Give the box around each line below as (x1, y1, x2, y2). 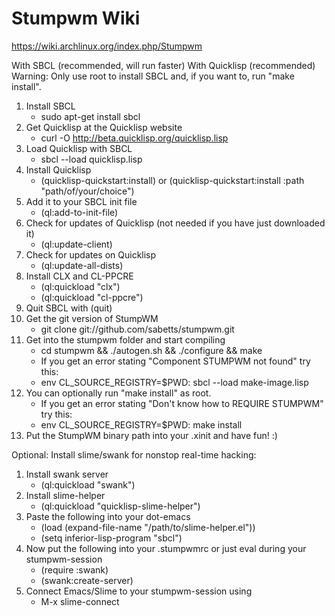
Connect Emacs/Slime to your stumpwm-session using (25, 585, 253, 597)
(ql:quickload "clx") (40, 280, 121, 292)
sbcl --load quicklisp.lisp (40, 153, 143, 165)
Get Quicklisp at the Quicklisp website (25, 121, 183, 133)
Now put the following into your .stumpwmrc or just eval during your (25, 542, 307, 554)
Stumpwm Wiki (11, 7, 141, 30)
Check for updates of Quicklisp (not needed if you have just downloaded (25, 217, 326, 229)
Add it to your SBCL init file (25, 195, 138, 207)
